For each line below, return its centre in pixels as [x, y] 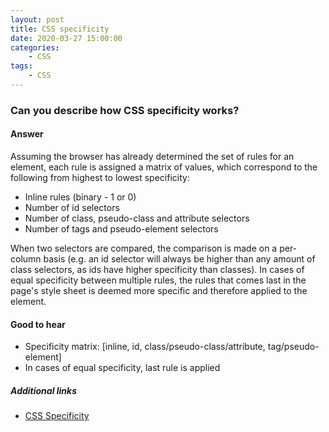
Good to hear [38, 324]
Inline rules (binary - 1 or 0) [80, 197]
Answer [27, 134]
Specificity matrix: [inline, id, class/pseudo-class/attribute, [145, 347]
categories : [35, 47]
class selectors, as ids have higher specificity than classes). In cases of [157, 269]
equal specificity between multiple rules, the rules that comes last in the [158, 280]
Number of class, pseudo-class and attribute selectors [137, 218]
